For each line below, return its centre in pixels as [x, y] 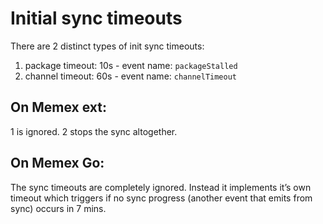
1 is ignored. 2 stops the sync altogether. [94, 131]
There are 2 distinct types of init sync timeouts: [107, 46]
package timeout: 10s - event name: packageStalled [131, 65]
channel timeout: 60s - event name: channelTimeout [131, 76]
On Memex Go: [57, 163]
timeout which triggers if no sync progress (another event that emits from [161, 198]
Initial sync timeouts [96, 18]
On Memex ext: [58, 107]
